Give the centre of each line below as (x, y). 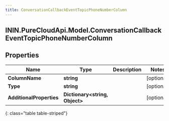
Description (127, 70)
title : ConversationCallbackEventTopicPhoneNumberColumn (66, 10)
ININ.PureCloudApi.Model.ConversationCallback (83, 31)
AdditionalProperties (33, 97)
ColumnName (25, 78)
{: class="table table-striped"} (36, 113)
